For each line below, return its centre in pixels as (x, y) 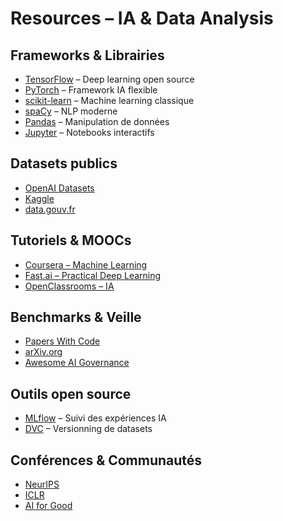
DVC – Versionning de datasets (88, 429)
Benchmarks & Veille (76, 317)
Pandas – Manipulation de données (97, 121)
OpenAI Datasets (59, 188)
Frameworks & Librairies (87, 55)
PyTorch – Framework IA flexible (91, 90)
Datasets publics (64, 163)
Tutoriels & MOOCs (71, 240)
